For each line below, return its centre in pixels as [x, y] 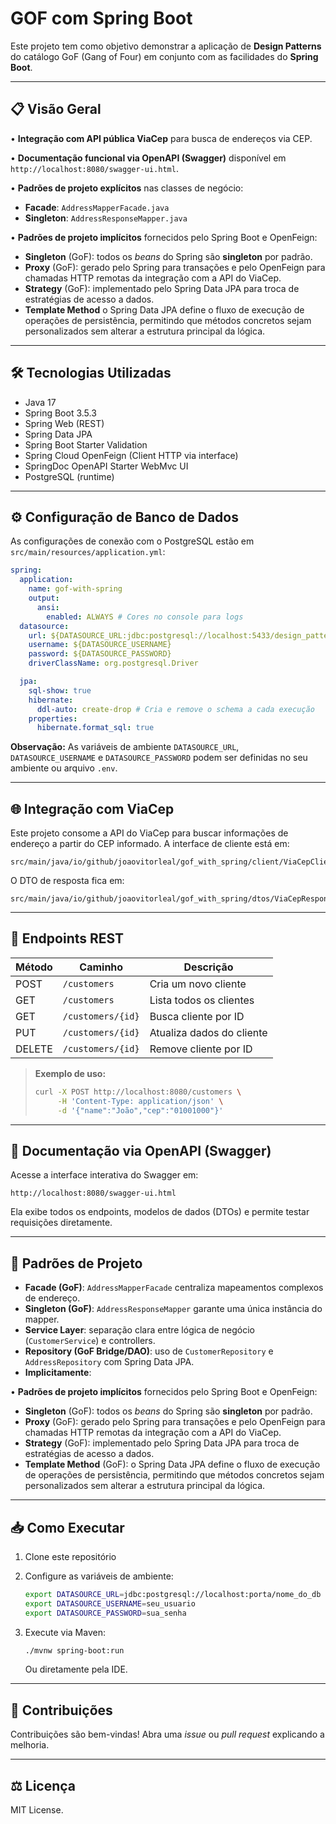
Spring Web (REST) [64, 423]
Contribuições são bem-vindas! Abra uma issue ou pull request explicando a [167, 1734]
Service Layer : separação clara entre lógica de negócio [139, 1330]
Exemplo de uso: [70, 1073]
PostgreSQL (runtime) [69, 476]
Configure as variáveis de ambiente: [99, 1576]
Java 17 [40, 402]
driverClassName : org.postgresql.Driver [113, 663]
